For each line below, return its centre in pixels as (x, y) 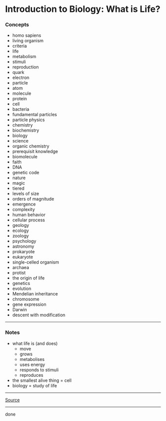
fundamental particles (35, 115)
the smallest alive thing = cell (42, 380)
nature (19, 178)
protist (19, 273)
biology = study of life (35, 385)
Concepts (17, 25)
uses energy (32, 364)
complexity (24, 210)
